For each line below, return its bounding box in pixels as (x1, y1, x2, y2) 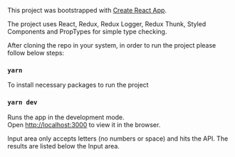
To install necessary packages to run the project (7, 81, 149, 90)
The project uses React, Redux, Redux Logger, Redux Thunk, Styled (7, 20, 207, 28)
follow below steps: (7, 49, 65, 57)
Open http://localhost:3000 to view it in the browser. (7, 120, 161, 129)
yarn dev (7, 99, 38, 107)
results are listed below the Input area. (7, 141, 120, 150)
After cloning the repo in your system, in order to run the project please (7, 41, 216, 49)
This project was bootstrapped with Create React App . (7, 6, 167, 14)
